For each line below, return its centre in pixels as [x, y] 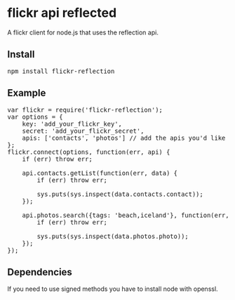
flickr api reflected [62, 13]
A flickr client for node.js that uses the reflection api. [83, 32]
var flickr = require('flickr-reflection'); [85, 110]
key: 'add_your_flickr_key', [72, 124]
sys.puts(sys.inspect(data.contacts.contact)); [120, 194]
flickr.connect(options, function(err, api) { [89, 152]
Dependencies [40, 272]
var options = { [35, 117]
